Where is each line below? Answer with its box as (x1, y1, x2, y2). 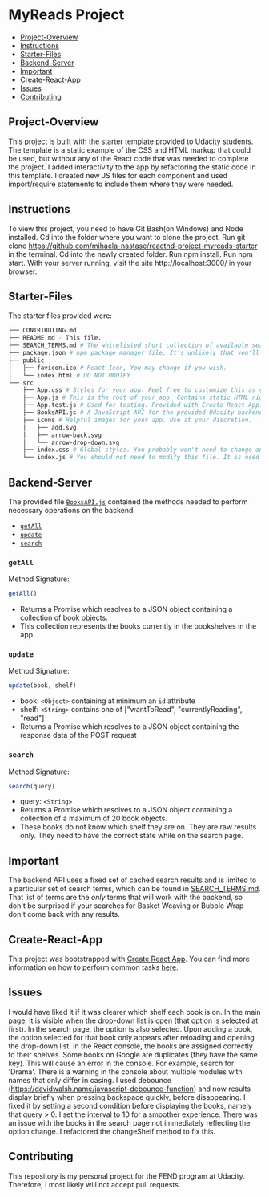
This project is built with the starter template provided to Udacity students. (8, 136, 254, 146)
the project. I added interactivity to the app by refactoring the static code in (8, 162, 256, 172)
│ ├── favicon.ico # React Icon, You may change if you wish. (8, 364, 227, 372)
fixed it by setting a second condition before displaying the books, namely (8, 1101, 252, 1110)
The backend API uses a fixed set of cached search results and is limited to (8, 875, 257, 885)
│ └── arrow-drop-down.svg (22, 438, 120, 446)
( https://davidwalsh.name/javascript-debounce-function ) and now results (8, 1084, 251, 1093)
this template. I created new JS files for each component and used (8, 170, 228, 180)
